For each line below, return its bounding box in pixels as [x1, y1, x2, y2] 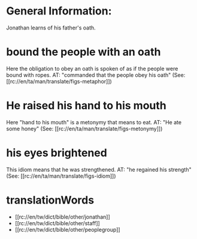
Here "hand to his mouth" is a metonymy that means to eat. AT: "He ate [6, 118, 181, 126]
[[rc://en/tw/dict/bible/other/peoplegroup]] [14, 226, 121, 233]
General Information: [6, 4, 112, 18]
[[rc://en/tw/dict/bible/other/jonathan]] [14, 213, 111, 220]
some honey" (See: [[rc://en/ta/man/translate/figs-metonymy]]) [6, 125, 163, 132]
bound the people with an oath [6, 45, 161, 59]
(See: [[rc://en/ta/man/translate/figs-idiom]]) [6, 172, 116, 180]
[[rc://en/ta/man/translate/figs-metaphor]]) [6, 77, 112, 85]
